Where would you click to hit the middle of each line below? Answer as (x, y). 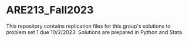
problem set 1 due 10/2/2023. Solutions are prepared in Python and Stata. (95, 32)
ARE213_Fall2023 (50, 10)
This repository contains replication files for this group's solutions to (89, 26)
